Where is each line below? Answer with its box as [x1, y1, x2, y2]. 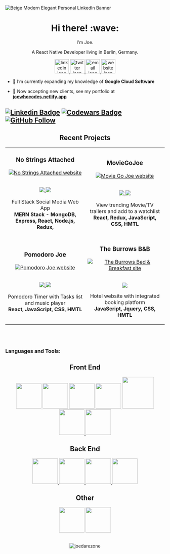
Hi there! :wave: [51, 23, 119, 34]
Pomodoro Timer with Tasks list [8, 293, 82, 300]
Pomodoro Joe [24, 251, 67, 259]
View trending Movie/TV [96, 201, 154, 208]
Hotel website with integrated [90, 292, 160, 300]
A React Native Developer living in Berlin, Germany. [31, 49, 139, 55]
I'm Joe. [76, 39, 94, 45]
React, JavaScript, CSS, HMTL [8, 306, 82, 313]
